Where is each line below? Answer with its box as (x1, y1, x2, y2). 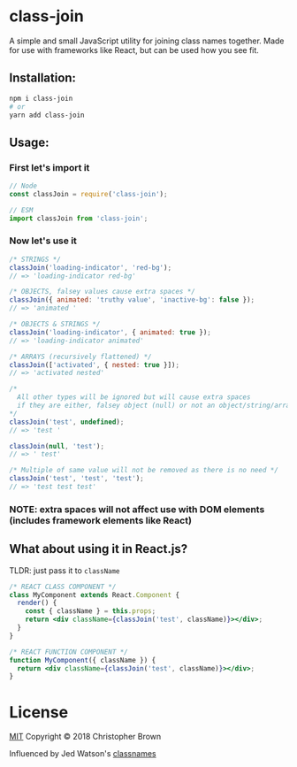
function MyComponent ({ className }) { (9, 656, 156, 664)
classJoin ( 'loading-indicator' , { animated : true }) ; (9, 327, 212, 337)
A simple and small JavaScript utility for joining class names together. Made (9, 35, 285, 46)
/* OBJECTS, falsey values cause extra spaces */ (9, 288, 196, 296)
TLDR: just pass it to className (9, 564, 121, 576)
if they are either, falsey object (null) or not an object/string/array (17, 401, 294, 410)
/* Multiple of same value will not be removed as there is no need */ (9, 466, 278, 475)
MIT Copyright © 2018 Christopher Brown (9, 732, 162, 742)
